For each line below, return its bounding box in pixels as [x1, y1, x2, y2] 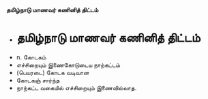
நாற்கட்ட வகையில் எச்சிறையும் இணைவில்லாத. [16, 83, 137, 91]
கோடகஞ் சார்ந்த [16, 76, 60, 84]
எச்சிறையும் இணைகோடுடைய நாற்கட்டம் [16, 61, 121, 69]
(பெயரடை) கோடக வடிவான [16, 68, 89, 76]
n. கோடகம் [16, 53, 46, 61]
